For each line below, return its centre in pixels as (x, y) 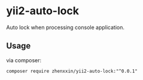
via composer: (24, 60)
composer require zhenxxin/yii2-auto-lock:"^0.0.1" (72, 71)
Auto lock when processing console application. (65, 27)
